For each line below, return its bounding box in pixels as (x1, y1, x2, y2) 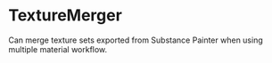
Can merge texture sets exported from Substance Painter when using (8, 35, 264, 45)
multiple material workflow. (8, 43, 108, 54)
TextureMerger (8, 5, 122, 26)
